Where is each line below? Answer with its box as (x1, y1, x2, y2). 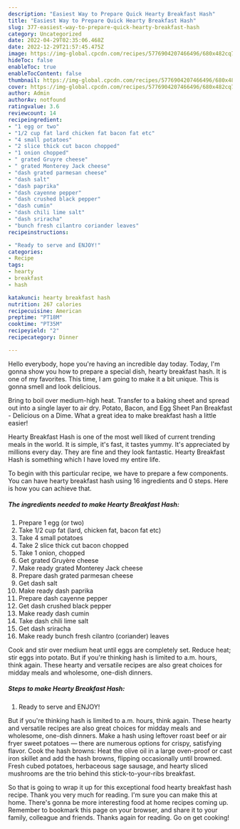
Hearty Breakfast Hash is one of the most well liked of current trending (8, 432, 216, 441)
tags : (8, 261, 24, 269)
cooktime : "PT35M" (8, 321, 63, 328)
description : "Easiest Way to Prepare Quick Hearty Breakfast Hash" (8, 10, 216, 18)
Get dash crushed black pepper (18, 601, 112, 610)
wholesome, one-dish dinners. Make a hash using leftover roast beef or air (8, 731, 227, 740)
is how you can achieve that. (8, 484, 92, 492)
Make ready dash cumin (18, 609, 90, 618)
